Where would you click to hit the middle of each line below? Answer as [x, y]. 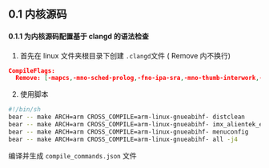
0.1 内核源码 [38, 14]
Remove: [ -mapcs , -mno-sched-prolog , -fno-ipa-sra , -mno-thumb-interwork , [138, 78]
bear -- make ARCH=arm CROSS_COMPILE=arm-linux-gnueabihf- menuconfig [128, 132]
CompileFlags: [32, 70]
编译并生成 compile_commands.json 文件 [73, 155]
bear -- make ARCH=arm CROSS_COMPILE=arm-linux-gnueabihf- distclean [127, 117]
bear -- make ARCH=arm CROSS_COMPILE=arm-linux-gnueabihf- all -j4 [123, 139]
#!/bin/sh [25, 110]
